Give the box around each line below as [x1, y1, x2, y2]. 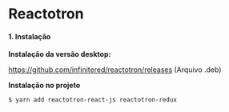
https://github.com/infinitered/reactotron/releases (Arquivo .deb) [8, 65, 222, 74]
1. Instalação [8, 31, 51, 41]
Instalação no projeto [8, 81, 81, 90]
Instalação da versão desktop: [8, 50, 111, 59]
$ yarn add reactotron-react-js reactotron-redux [8, 96, 178, 104]
